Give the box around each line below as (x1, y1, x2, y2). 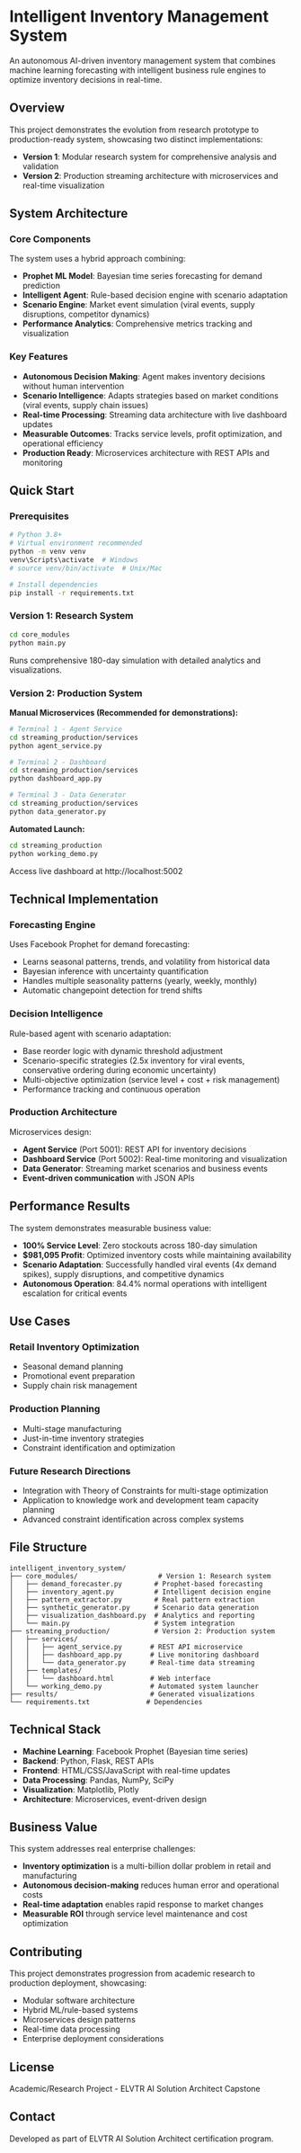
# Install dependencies (9, 580, 99, 589)
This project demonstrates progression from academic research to (9, 1968, 256, 1979)
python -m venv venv (9, 547, 87, 557)
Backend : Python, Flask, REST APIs (22, 1755, 155, 1766)
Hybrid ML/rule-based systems (22, 2005, 138, 2015)
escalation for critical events (22, 1288, 128, 1299)
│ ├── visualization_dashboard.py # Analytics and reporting (9, 1611, 255, 1620)
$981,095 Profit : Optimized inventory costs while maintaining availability (22, 1249, 292, 1260)
